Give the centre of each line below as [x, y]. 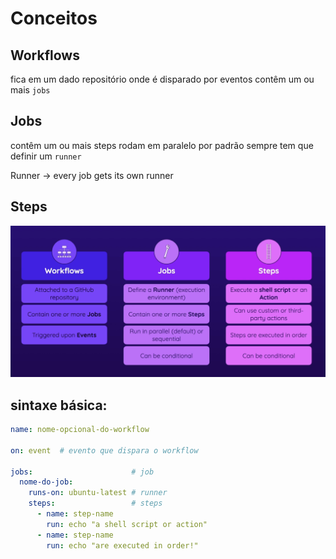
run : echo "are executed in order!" [122, 545]
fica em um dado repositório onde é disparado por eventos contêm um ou [162, 79]
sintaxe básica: [59, 405]
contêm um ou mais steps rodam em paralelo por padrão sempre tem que [162, 145]
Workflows [45, 55]
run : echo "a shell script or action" [127, 524]
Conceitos [54, 18]
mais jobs [30, 90]
